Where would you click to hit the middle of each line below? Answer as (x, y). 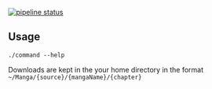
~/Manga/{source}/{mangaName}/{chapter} (75, 77)
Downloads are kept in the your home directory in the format (106, 69)
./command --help (37, 55)
